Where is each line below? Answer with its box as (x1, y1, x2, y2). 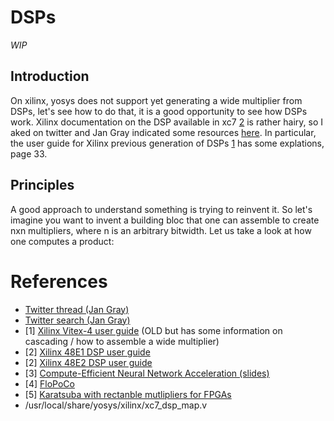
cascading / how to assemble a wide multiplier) (24, 335, 220, 347)
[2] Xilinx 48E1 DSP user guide (24, 346, 151, 358)
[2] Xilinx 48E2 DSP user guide (24, 356, 153, 368)
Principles (10, 177, 75, 194)
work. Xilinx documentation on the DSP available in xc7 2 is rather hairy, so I (10, 116, 323, 128)
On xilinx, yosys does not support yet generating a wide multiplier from (10, 94, 303, 106)
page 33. (10, 147, 48, 160)
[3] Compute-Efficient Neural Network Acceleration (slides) (24, 367, 270, 379)
